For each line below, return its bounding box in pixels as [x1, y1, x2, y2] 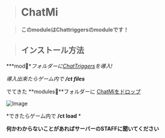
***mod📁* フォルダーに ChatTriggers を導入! [6, 62, 113, 70]
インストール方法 [20, 45, 85, 56]
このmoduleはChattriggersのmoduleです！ [20, 26, 129, 33]
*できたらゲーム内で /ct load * [6, 112, 82, 119]
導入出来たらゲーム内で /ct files [6, 75, 85, 82]
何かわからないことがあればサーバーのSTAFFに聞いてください [6, 125, 160, 132]
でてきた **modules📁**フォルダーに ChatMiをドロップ [6, 88, 141, 95]
